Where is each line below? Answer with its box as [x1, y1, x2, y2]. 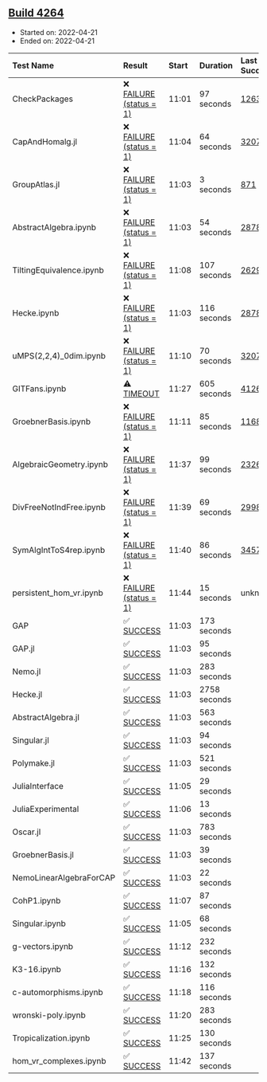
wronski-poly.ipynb [12, 1009, 86, 1021]
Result [122, 60, 149, 71]
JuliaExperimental [12, 803, 79, 814]
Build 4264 [8, 6, 64, 20]
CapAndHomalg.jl [12, 135, 78, 147]
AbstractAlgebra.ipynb [12, 221, 97, 233]
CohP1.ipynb [12, 895, 61, 906]
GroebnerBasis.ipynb [12, 416, 91, 427]
